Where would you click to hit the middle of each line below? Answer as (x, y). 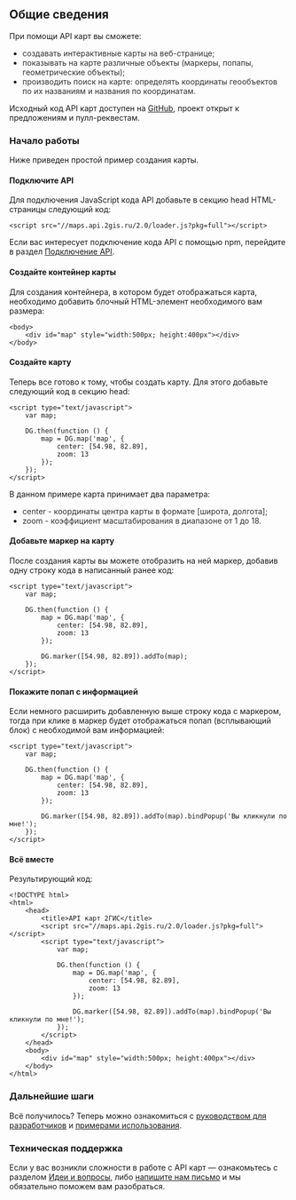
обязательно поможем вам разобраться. (87, 1186)
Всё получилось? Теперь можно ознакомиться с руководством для (138, 1116)
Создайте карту (40, 362)
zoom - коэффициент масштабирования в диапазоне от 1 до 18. (142, 521)
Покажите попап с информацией (74, 691)
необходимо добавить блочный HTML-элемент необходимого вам (136, 301)
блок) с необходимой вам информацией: (87, 730)
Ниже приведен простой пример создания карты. (104, 160)
